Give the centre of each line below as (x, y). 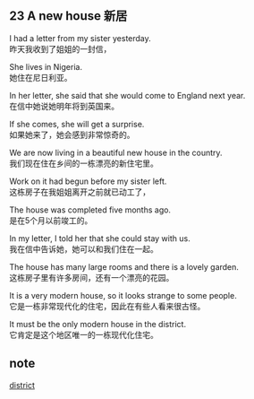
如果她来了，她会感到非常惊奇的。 (72, 134)
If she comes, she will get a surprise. (77, 124)
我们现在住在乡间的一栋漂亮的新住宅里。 (84, 163)
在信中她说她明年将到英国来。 (64, 106)
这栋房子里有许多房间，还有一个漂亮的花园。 (92, 277)
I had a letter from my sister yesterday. (80, 38)
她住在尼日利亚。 (41, 77)
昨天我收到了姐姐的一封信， (60, 48)
